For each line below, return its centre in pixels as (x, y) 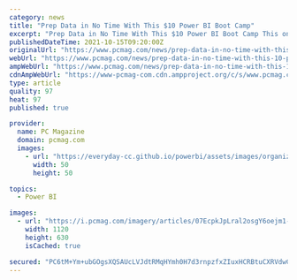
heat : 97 (25, 99)
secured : (25, 261)
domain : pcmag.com (51, 140)
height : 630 (47, 238)
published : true (39, 108)
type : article (35, 83)
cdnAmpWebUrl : (35, 75)
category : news (37, 17)
